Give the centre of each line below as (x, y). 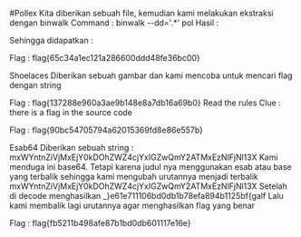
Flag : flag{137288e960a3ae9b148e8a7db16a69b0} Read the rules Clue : (145, 103)
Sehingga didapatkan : (51, 40)
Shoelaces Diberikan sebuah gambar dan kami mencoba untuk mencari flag (151, 75)
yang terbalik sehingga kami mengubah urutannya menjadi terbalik (134, 177)
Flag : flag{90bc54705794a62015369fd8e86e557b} (107, 130)
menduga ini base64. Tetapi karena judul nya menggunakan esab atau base (150, 167)
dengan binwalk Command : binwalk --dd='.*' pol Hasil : (114, 23)
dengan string (35, 85)
